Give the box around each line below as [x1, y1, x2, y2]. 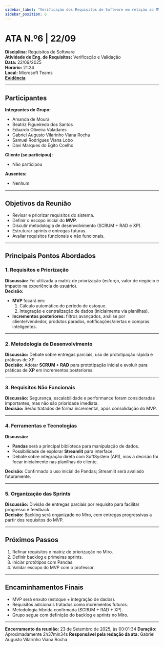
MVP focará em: [12, 298, 45, 303]
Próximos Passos [5, 536, 59, 544]
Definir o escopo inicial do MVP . [12, 218, 77, 224]
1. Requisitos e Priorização [5, 267, 69, 274]
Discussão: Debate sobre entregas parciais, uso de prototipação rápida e [5, 351, 153, 358]
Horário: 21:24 [5, 65, 35, 71]
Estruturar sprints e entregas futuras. [12, 228, 87, 234]
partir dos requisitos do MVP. [5, 517, 64, 523]
